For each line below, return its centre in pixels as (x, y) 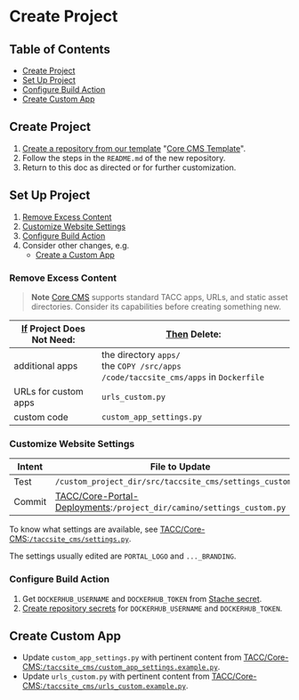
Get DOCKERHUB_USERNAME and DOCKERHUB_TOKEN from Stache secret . (142, 598)
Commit (30, 502)
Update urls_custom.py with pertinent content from (116, 676)
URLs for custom (49, 391)
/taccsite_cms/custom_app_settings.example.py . (131, 667)
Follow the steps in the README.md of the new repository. (124, 158)
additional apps (46, 365)
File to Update (180, 467)
